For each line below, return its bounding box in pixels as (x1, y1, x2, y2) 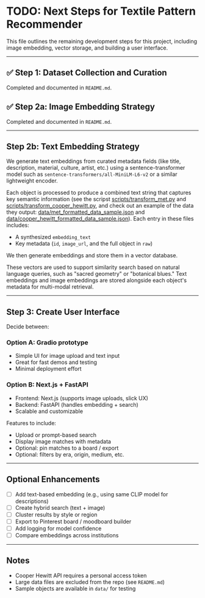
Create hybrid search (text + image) (15, 504, 106, 511)
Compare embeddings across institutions (15, 531, 119, 539)
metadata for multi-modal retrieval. (6, 283, 94, 290)
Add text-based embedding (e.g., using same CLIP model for (15, 490, 168, 498)
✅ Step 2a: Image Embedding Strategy (6, 102, 156, 112)
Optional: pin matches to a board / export (15, 444, 119, 452)
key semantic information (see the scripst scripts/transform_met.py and (6, 195, 186, 203)
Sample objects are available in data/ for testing (15, 585, 136, 592)
